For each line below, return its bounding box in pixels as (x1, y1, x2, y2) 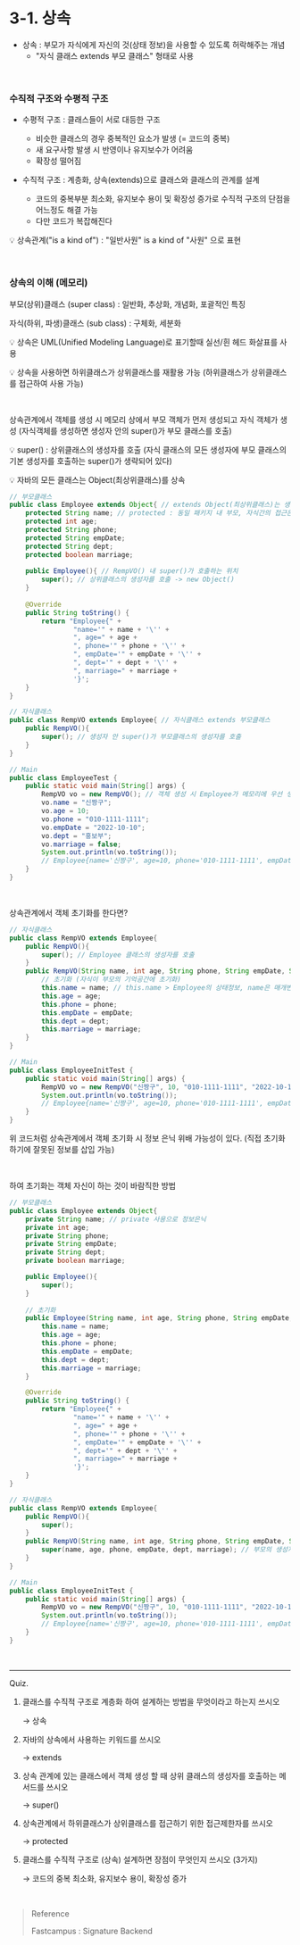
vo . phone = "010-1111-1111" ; (41, 814, 150, 824)
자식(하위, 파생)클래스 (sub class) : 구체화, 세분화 (9, 318, 181, 328)
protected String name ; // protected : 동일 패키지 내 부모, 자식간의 (25, 509, 271, 518)
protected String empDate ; (25, 533, 126, 543)
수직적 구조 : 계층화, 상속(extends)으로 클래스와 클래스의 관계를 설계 (21, 175, 261, 186)
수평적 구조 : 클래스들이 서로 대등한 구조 (21, 114, 161, 125)
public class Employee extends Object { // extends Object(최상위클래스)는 (9, 501, 280, 510)
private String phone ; (25, 1231, 110, 1241)
